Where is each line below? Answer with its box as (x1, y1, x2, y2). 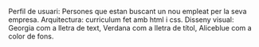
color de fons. (8, 31, 54, 41)
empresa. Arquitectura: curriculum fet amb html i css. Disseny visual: (8, 15, 234, 24)
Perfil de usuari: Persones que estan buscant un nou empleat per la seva (8, 7, 247, 16)
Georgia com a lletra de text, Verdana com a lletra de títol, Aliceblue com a (8, 23, 253, 32)
